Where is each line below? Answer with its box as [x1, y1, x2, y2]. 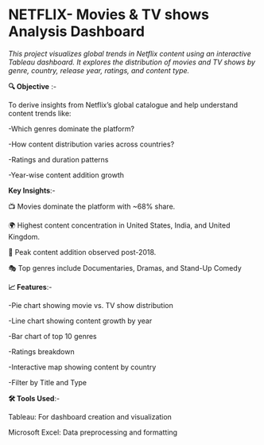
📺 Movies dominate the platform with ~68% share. [8, 201, 176, 211]
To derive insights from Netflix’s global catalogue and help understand [8, 100, 239, 109]
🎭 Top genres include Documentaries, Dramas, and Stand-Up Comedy [8, 263, 243, 272]
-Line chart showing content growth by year [8, 316, 153, 326]
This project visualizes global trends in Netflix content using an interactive [8, 49, 252, 58]
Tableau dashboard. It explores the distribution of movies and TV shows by [8, 57, 256, 67]
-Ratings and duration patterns [8, 154, 109, 164]
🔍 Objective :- [8, 81, 57, 91]
